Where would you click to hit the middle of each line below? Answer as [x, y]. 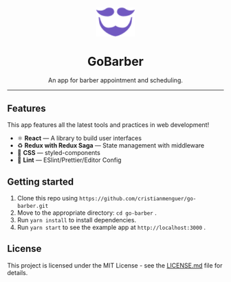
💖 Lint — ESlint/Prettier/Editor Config [69, 160]
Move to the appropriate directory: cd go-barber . [87, 213]
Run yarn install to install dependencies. [76, 220]
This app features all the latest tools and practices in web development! [108, 125]
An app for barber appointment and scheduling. [115, 80]
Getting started [41, 181]
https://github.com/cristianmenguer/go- [137, 199]
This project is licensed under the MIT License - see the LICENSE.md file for [115, 265]
